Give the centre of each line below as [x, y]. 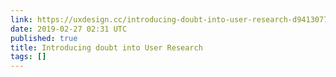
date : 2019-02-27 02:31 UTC [69, 29]
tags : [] [28, 57]
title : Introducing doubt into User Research [106, 47]
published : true [44, 38]
